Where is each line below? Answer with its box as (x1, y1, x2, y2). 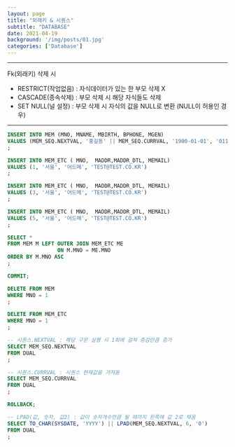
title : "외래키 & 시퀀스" (7, 17, 74, 24)
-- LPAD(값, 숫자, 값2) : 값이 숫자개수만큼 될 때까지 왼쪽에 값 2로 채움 (7, 413, 196, 420)
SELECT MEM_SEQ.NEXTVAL (7, 343, 77, 350)
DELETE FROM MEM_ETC (7, 311, 68, 318)
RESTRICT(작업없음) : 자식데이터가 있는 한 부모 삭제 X (17, 85, 166, 92)
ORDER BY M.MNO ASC (7, 254, 64, 261)
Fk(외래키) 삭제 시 (7, 69, 57, 78)
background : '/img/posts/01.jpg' (7, 36, 105, 43)
